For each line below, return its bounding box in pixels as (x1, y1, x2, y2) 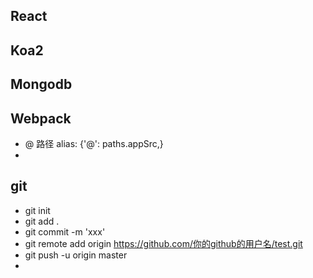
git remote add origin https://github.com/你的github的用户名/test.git (24, 237, 303, 249)
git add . (24, 215, 60, 227)
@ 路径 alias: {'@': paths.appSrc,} (24, 137, 164, 149)
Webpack (10, 110, 72, 127)
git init (24, 204, 51, 216)
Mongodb (10, 76, 73, 93)
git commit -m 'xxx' (24, 225, 106, 238)
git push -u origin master (24, 249, 128, 261)
